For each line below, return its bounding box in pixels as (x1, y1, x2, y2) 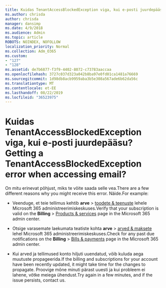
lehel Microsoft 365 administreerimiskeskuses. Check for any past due (12, 231, 155, 237)
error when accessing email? (5, 169, 127, 180)
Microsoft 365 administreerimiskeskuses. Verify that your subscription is (12, 205, 159, 211)
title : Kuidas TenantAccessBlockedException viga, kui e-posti (5, 7, 138, 12)
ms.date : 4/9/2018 (5, 26, 43, 31)
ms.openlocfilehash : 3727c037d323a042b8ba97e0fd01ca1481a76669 (5, 72, 138, 77)
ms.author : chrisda (5, 12, 45, 17)
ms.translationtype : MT (5, 81, 54, 86)
